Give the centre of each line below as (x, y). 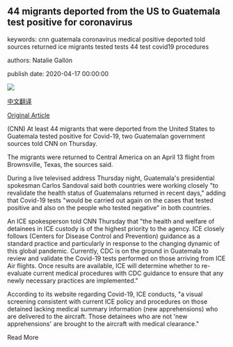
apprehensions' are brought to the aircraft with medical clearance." (103, 323)
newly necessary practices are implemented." (73, 280)
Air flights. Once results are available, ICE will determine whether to (104, 265)
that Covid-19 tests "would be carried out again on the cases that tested (110, 200)
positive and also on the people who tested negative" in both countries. (110, 207)
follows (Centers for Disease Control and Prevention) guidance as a (104, 236)
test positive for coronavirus (70, 23)
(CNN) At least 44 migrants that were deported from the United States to (111, 128)
